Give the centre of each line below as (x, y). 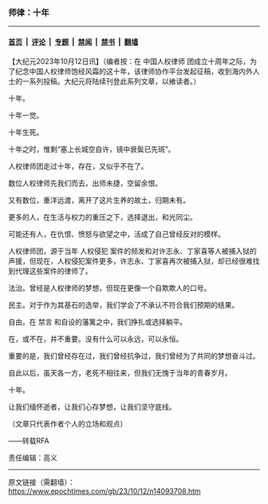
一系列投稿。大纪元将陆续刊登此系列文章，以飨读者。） (111, 81)
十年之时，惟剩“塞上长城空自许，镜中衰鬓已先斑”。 (92, 149)
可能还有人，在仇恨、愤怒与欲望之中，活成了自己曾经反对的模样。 (116, 234)
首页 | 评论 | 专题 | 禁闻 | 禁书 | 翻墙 (73, 42)
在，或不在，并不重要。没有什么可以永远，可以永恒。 (96, 339)
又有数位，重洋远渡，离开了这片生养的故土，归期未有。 (99, 200)
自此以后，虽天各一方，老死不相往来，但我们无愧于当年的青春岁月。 (120, 372)
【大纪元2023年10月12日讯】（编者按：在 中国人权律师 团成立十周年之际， (129, 61)
